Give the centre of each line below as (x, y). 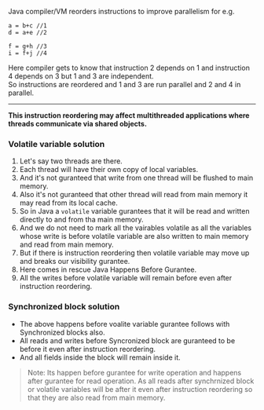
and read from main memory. (66, 245)
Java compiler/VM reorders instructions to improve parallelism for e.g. (121, 11)
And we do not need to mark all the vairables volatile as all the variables (136, 228)
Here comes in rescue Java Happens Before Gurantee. (108, 269)
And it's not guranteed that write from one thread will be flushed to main (136, 178)
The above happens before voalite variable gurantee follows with (125, 324)
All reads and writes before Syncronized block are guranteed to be (127, 340)
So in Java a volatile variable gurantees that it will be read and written (134, 211)
